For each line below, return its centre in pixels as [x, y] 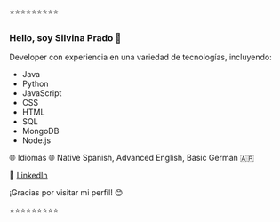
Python [35, 84]
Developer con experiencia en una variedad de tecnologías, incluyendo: [141, 57]
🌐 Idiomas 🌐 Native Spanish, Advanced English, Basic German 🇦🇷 [132, 158]
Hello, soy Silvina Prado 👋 [65, 37]
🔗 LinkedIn [28, 176]
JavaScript [42, 93]
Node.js [36, 140]
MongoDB [40, 131]
